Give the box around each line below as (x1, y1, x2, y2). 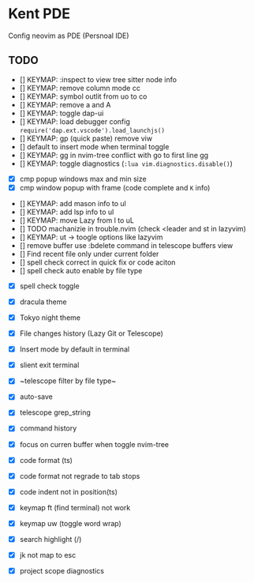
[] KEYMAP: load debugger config (19, 116, 130, 126)
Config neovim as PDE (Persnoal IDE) (8, 31, 129, 40)
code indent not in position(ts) (19, 487, 118, 496)
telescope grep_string (19, 408, 91, 417)
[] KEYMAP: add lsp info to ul (19, 207, 114, 216)
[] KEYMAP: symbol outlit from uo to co (19, 92, 148, 101)
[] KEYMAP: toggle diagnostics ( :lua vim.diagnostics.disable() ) (19, 159, 233, 168)
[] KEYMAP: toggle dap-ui (19, 108, 104, 118)
